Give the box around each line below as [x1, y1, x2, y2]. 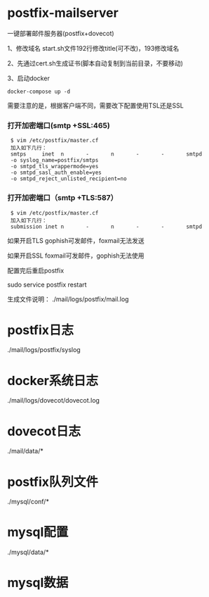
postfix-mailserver [7, 5, 119, 21]
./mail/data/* [7, 447, 44, 455]
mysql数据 [7, 575, 69, 591]
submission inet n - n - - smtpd [10, 223, 202, 230]
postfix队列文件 [7, 474, 99, 490]
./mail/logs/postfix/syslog [7, 346, 81, 354]
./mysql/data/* [7, 548, 49, 557]
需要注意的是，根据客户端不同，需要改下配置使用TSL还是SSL [7, 101, 184, 110]
